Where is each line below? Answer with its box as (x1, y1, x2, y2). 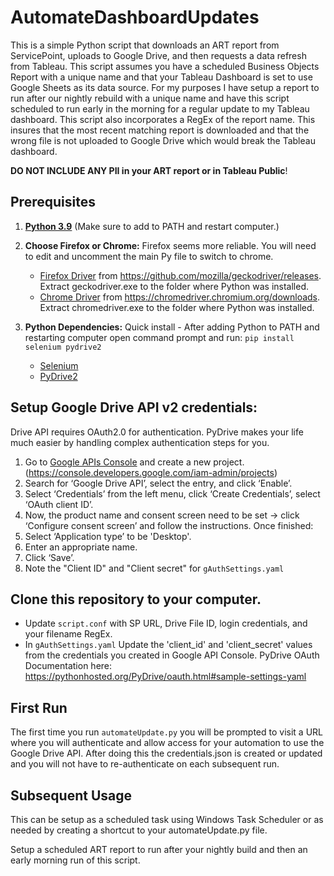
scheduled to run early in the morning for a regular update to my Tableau (10, 102, 310, 115)
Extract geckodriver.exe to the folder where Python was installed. (39, 280, 309, 292)
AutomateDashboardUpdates (10, 6, 260, 29)
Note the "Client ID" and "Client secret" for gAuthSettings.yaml (24, 562, 285, 574)
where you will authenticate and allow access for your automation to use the (10, 737, 325, 749)
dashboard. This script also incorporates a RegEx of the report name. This (10, 113, 316, 125)
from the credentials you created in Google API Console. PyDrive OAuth (24, 649, 320, 661)
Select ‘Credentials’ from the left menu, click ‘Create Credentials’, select (24, 487, 321, 500)
